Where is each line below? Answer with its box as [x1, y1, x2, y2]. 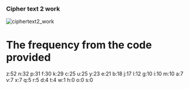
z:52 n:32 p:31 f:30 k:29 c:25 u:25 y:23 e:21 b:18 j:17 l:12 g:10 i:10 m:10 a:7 [6, 70, 184, 77]
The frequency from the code [6, 39, 152, 52]
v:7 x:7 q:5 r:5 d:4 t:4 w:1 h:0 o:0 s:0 [6, 77, 93, 84]
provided [6, 51, 51, 64]
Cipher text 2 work [6, 5, 60, 13]
